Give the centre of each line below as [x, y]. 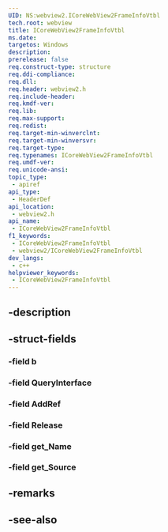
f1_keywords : [30, 236]
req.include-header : [42, 96]
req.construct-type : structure [60, 67]
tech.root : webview [40, 23]
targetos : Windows [38, 45]
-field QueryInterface [50, 383]
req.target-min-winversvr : [52, 140]
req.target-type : [37, 148]
